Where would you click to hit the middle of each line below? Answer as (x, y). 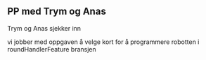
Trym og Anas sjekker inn (44, 28)
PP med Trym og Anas (57, 12)
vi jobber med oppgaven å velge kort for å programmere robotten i (103, 42)
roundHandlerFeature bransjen (52, 49)
